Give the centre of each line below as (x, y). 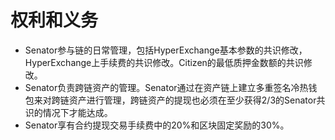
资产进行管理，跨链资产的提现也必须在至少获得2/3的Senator (192, 100)
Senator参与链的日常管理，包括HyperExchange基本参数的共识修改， (166, 50)
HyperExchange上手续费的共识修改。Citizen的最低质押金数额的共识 (164, 62)
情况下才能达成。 (77, 112)
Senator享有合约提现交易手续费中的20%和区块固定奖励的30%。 (157, 125)
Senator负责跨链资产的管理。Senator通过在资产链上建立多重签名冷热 (166, 87)
